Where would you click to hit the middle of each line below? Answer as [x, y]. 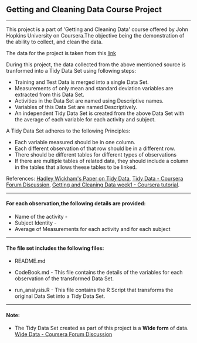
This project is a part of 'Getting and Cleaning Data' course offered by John [97, 29]
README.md [30, 261]
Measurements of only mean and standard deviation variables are [94, 88]
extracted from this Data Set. [49, 94]
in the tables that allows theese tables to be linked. [76, 167]
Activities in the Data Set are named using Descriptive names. [89, 101]
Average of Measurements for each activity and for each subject [92, 229]
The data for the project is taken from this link [61, 53]
